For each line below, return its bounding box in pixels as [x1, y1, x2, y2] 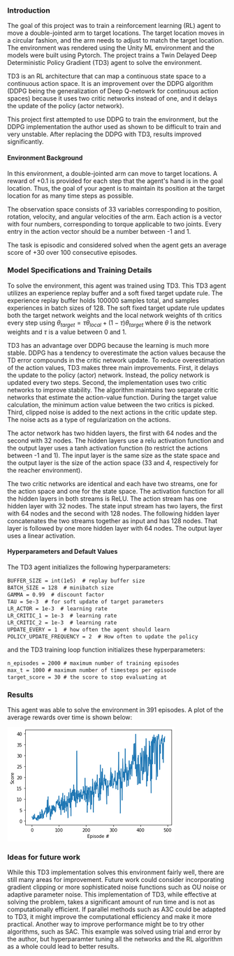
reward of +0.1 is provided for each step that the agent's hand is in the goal [7, 177, 224, 185]
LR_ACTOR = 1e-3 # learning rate [7, 605, 108, 612]
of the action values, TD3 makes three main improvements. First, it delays [7, 363, 219, 372]
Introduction [7, 6, 50, 15]
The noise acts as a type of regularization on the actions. [7, 415, 171, 424]
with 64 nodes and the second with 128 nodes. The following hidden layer [7, 509, 220, 517]
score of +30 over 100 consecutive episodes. [7, 248, 138, 256]
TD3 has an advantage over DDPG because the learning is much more [7, 341, 210, 349]
